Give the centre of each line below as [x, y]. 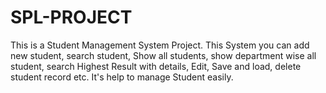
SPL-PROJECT [71, 17]
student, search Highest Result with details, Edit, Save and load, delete [156, 66]
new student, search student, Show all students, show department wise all [163, 55]
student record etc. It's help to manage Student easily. [122, 77]
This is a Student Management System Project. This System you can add [160, 45]
